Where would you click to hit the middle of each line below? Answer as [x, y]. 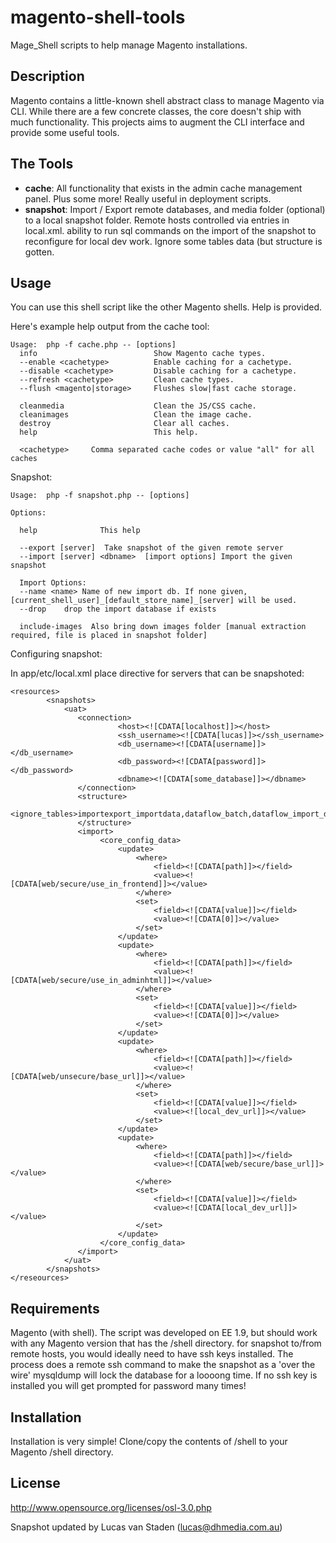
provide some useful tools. [65, 132]
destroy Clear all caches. [124, 424]
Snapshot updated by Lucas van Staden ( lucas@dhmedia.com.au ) [146, 1527]
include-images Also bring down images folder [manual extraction [163, 627]
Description [47, 76]
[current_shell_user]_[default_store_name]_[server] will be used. [154, 601]
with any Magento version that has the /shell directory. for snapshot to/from [166, 1343]
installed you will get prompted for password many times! [128, 1386]
